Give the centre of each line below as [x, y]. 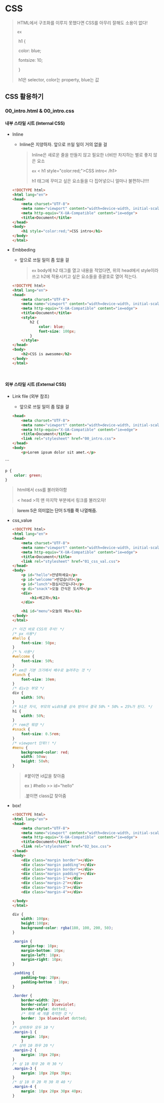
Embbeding [24, 250]
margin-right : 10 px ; [42, 960]
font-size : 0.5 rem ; [41, 734]
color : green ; [28, 475]
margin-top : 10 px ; [40, 946]
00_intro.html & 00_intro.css [40, 111]
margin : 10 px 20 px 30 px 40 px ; [52, 1091]
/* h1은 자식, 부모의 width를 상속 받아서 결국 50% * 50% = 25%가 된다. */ [82, 706]
